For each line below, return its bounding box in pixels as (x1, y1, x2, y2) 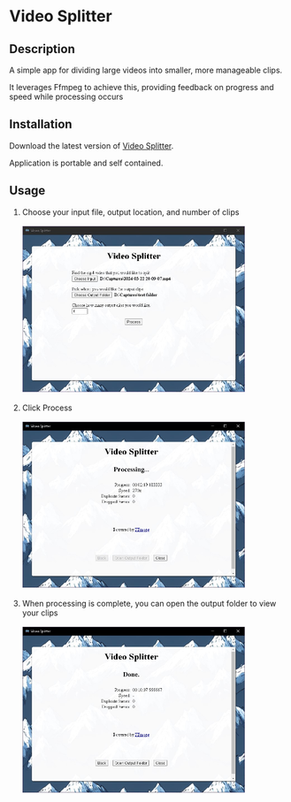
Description (9, 42, 75, 57)
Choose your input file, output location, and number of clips (21, 206, 240, 218)
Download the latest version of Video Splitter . (9, 140, 174, 151)
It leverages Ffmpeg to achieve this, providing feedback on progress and (9, 82, 274, 92)
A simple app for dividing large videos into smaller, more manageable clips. (9, 65, 283, 75)
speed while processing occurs (9, 91, 124, 102)
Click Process (21, 402, 73, 413)
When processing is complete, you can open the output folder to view (21, 598, 277, 608)
